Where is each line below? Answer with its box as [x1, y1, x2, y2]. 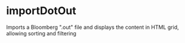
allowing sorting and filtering [6, 29, 76, 37]
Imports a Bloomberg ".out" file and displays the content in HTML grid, [6, 24, 179, 31]
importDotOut [6, 4, 76, 18]
